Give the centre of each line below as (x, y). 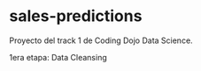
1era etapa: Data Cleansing (58, 57)
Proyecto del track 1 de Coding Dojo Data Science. (101, 40)
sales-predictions (76, 16)
